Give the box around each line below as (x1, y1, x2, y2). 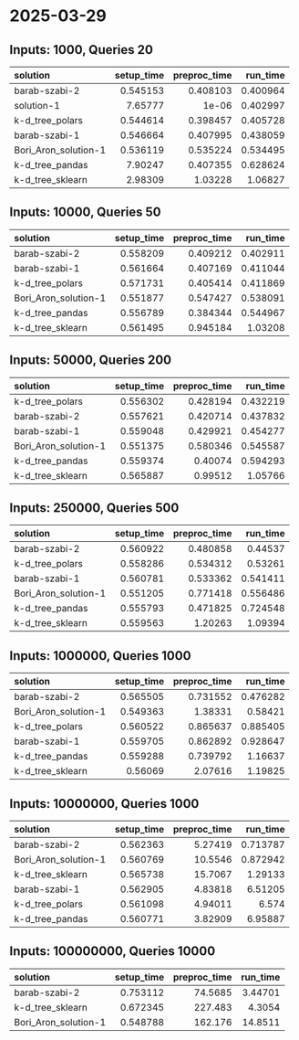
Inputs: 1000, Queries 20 (9, 42, 153, 58)
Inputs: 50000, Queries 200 (9, 353, 172, 368)
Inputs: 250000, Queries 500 (9, 500, 180, 516)
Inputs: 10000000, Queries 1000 (9, 796, 200, 812)
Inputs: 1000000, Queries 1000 (9, 648, 191, 663)
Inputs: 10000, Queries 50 (9, 205, 161, 220)
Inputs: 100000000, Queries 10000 (9, 943, 216, 960)
